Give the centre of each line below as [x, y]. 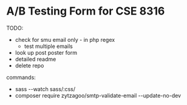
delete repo [29, 66]
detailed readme [36, 59]
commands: [21, 77]
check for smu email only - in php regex [65, 39]
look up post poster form [46, 52]
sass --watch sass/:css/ [45, 89]
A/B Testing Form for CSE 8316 [86, 11]
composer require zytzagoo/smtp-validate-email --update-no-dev [98, 95]
